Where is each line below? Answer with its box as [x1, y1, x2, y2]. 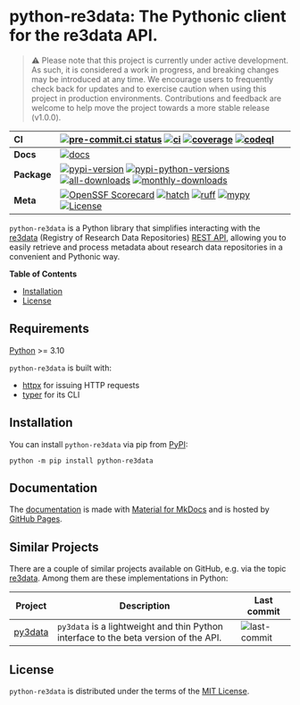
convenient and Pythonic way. [9, 251, 121, 261]
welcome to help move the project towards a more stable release [30, 102, 271, 113]
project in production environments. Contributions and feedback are [30, 92, 282, 104]
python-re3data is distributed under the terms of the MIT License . [9, 686, 250, 696]
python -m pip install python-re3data [9, 456, 154, 465]
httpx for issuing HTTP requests [21, 379, 140, 390]
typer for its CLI [21, 389, 80, 400]
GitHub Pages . [9, 514, 62, 524]
